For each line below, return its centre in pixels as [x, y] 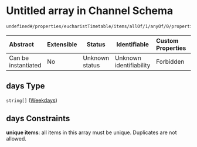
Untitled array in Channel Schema [90, 11]
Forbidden [170, 61]
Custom [167, 40]
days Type [26, 86]
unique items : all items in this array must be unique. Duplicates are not [91, 132]
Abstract [21, 44]
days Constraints [38, 119]
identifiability [133, 65]
